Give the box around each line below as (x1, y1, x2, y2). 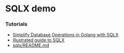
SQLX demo (5, 3, 56, 14)
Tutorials (5, 21, 28, 28)
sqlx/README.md (12, 43, 49, 49)
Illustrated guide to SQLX (12, 37, 65, 43)
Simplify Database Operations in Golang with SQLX (12, 32, 119, 38)
